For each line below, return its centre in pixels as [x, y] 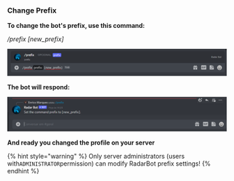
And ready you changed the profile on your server [81, 143]
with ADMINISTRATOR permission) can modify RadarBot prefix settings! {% [109, 164]
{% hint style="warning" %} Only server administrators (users [96, 156]
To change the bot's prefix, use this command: [76, 26]
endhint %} [23, 171]
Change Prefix [32, 10]
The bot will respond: [39, 87]
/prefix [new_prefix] [36, 39]
